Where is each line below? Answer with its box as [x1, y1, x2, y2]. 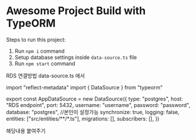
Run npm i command [14, 47, 65, 54]
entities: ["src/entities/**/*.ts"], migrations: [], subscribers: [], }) [6, 115, 160, 122]
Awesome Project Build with [6, 4, 146, 18]
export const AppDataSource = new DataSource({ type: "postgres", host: [6, 95, 184, 102]
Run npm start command [14, 60, 75, 67]
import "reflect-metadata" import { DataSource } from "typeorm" [6, 84, 163, 91]
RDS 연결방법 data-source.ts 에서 [6, 72, 85, 79]
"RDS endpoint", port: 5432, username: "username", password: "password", [6, 101, 191, 108]
